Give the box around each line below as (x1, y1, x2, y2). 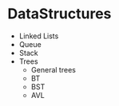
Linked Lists (18, 31, 59, 41)
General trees (30, 65, 77, 74)
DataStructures (7, 5, 112, 23)
